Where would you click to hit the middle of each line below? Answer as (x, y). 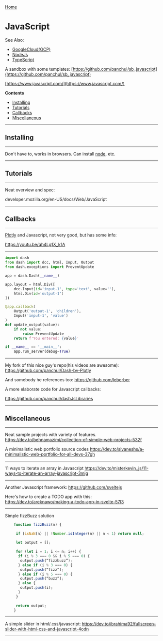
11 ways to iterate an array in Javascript (44, 468)
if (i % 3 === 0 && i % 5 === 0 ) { (54, 556)
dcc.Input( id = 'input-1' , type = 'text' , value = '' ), (65, 289)
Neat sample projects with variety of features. (51, 434)
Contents (15, 93)
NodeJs (20, 54)
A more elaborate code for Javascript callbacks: (53, 389)
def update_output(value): (32, 325)
